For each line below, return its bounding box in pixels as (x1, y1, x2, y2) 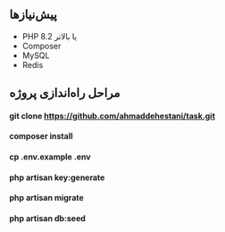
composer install (9, 131, 73, 142)
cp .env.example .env (9, 151, 91, 162)
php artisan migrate (9, 193, 85, 203)
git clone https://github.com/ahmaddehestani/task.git (9, 110, 216, 121)
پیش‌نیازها (9, 7, 58, 22)
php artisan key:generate (9, 172, 105, 183)
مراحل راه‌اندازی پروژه (9, 85, 121, 101)
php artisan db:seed (9, 212, 87, 223)
